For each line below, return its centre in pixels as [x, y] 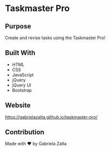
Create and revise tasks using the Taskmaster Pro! [55, 38]
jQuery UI [22, 85]
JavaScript [23, 75]
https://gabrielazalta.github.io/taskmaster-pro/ [51, 117]
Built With [20, 53]
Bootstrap [22, 90]
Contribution [25, 132]
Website [18, 105]
